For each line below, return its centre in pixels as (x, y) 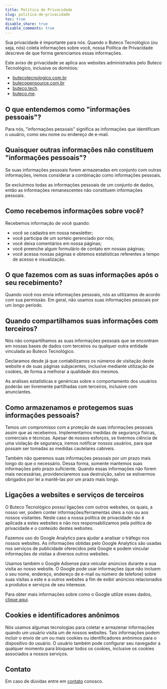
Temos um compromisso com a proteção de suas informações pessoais (79, 427)
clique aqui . (17, 599)
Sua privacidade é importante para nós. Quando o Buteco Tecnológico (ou (82, 42)
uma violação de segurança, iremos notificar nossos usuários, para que (79, 443)
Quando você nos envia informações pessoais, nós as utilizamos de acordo (83, 295)
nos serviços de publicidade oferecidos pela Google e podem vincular (77, 548)
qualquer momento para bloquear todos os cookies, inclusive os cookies (80, 648)
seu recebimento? (34, 282)
